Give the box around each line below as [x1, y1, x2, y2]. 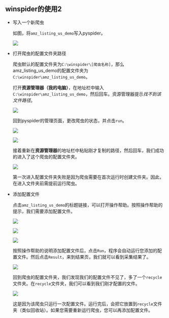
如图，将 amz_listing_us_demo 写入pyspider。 [12, 30, 106, 36]
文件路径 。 [12, 97, 36, 103]
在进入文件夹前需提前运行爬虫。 [12, 180, 80, 186]
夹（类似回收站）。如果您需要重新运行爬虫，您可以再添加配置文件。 [12, 307, 153, 313]
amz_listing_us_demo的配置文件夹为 [12, 67, 89, 74]
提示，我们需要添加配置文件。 [12, 208, 75, 214]
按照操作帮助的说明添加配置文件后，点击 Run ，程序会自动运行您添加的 [12, 248, 158, 254]
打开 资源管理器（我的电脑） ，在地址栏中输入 [12, 84, 104, 90]
